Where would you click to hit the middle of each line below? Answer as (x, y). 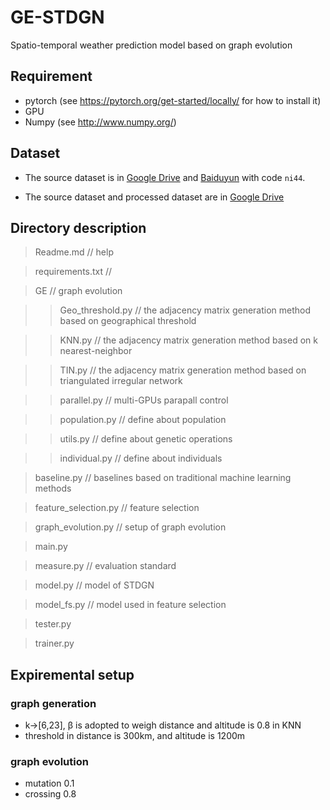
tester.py (53, 624)
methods (53, 488)
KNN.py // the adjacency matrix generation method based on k (188, 340)
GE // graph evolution (78, 291)
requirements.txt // (73, 272)
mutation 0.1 (49, 783)
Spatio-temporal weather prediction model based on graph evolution (151, 45)
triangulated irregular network (121, 381)
